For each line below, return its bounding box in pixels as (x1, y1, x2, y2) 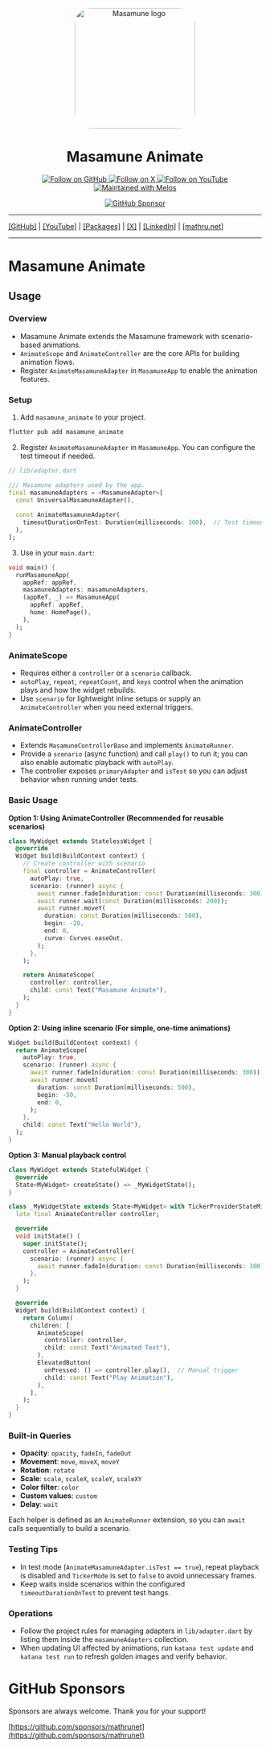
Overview (8, 313, 47, 325)
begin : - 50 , (37, 1091, 78, 1099)
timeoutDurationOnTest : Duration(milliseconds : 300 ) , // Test (22, 518, 239, 526)
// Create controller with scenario (22, 860, 146, 868)
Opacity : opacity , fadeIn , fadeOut (19, 1448, 132, 1458)
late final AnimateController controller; (15, 1210, 160, 1218)
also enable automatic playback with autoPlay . (19, 758, 174, 768)
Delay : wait (19, 1500, 59, 1509)
